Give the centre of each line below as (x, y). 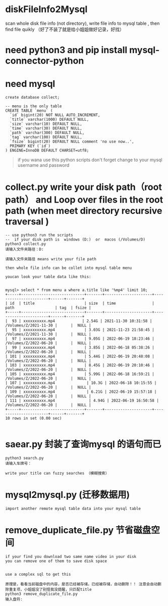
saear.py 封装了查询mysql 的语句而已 (83, 445)
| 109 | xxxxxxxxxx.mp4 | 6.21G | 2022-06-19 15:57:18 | (81, 392)
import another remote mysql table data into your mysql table (73, 508)
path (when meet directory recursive (84, 211)
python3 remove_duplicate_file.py (42, 594)
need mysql (30, 84)
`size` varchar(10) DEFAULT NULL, (46, 124)
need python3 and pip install (66, 50)
